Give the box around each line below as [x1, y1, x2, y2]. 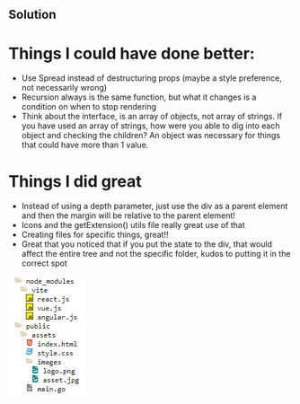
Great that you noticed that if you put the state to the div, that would [21, 239, 273, 250]
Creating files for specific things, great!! [21, 229, 169, 241]
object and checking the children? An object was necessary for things [21, 130, 280, 141]
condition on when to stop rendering [21, 101, 157, 112]
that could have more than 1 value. [21, 139, 149, 151]
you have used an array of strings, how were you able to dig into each [21, 120, 280, 131]
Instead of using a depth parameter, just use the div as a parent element [21, 201, 288, 212]
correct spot [21, 258, 68, 268]
